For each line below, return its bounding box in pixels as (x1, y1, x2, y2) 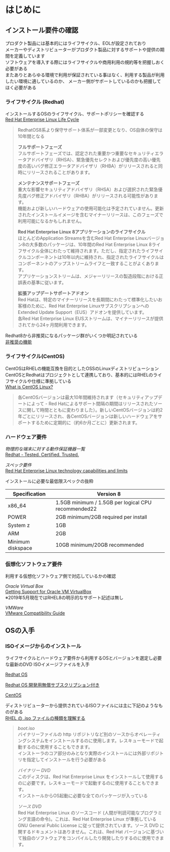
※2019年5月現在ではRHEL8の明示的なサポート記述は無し (5, 595, 124, 601)
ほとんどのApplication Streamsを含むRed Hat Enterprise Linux (17, 235, 147, 241)
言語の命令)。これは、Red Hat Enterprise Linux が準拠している (26, 816, 157, 822)
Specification (12, 490, 46, 497)
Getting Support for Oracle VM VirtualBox (5, 589, 92, 595)
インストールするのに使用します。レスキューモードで (49, 737, 159, 744)
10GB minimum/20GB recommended (55, 541, 144, 548)
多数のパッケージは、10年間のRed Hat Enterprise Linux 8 (33, 241, 152, 248)
